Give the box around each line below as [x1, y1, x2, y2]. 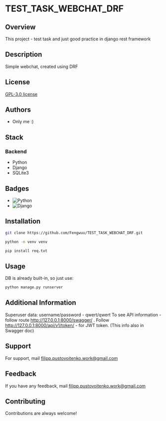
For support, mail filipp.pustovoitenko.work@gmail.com [5, 355, 118, 361]
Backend [5, 148, 27, 155]
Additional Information [5, 299, 76, 307]
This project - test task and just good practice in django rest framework [5, 36, 151, 42]
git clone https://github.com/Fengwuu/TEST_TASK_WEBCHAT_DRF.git [5, 230, 143, 235]
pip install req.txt [5, 248, 48, 253]
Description [5, 50, 42, 59]
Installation [5, 217, 41, 226]
